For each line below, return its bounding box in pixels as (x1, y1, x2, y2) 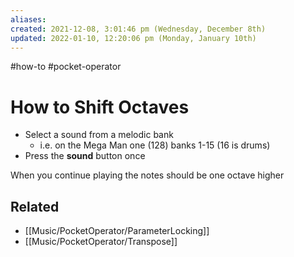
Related (10, 198, 60, 215)
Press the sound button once (24, 150, 146, 162)
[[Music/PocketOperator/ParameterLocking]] (24, 225, 210, 237)
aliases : (10, 14, 47, 25)
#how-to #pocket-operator (10, 61, 122, 73)
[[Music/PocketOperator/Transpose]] (24, 236, 178, 248)
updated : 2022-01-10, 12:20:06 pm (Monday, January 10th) (10, 33, 257, 43)
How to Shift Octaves (10, 96, 190, 118)
